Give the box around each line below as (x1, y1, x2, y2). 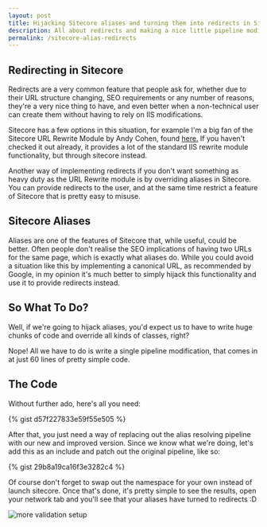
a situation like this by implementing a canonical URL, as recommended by (8, 260, 252, 271)
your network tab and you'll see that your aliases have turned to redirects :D (8, 494, 257, 504)
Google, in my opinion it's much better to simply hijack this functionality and (8, 269, 257, 279)
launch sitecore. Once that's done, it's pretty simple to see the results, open (8, 486, 257, 495)
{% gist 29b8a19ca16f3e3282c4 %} (8, 462, 126, 471)
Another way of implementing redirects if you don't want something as (8, 166, 239, 176)
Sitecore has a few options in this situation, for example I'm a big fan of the (8, 125, 253, 135)
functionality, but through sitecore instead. (8, 150, 148, 160)
